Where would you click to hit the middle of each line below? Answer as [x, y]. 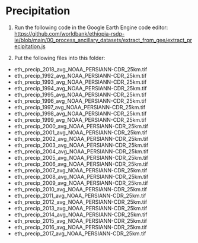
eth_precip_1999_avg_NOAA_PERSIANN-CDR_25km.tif [80, 119]
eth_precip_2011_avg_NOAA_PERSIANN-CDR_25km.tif [80, 195]
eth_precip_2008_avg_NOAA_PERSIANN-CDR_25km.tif [81, 176]
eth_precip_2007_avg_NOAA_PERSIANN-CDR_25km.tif [81, 170]
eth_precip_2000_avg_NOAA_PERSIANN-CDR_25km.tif [81, 126]
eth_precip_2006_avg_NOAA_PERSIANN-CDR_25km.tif [81, 164]
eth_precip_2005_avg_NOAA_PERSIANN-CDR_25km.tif [81, 157]
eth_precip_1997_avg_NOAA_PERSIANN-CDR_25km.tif [80, 107]
